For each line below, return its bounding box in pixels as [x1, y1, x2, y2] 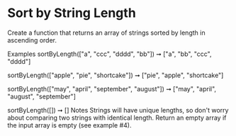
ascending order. [7, 35, 57, 44]
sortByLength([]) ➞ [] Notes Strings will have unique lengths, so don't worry [7, 106, 229, 114]
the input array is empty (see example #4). [7, 120, 132, 129]
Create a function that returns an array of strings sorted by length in [7, 28, 206, 37]
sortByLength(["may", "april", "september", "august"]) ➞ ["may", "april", [7, 84, 217, 93]
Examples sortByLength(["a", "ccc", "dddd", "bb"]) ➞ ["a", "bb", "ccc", [7, 50, 212, 58]
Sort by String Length [7, 5, 136, 21]
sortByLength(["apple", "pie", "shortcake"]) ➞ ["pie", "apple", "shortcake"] [7, 71, 224, 79]
